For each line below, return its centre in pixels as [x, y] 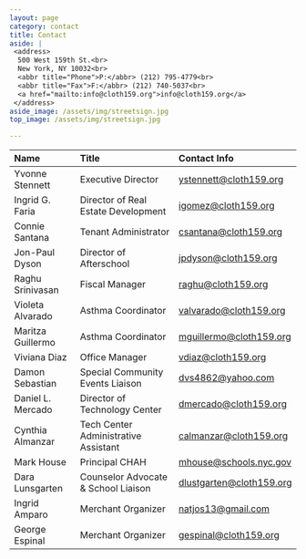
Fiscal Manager [113, 285]
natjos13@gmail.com [224, 509]
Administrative [111, 436]
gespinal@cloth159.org [229, 535]
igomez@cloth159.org [227, 206]
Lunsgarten [39, 489]
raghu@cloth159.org [224, 285]
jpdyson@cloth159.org [228, 258]
